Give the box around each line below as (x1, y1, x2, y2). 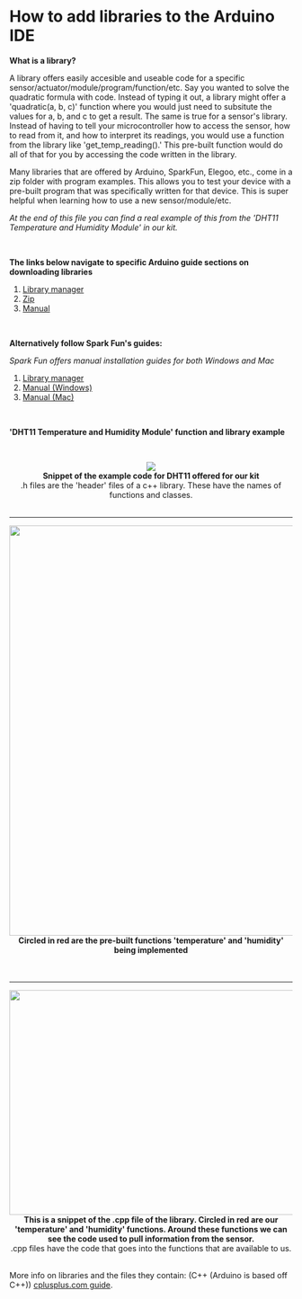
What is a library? (9, 55, 76, 66)
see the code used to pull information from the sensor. (48, 1233, 254, 1244)
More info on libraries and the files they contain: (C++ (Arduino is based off (9, 1269, 288, 1280)
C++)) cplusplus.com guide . (9, 1279, 113, 1290)
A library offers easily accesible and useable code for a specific (9, 72, 245, 83)
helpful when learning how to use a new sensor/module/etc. (9, 195, 232, 206)
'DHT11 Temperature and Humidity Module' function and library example (9, 426, 286, 437)
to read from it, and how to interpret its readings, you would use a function (9, 129, 285, 140)
